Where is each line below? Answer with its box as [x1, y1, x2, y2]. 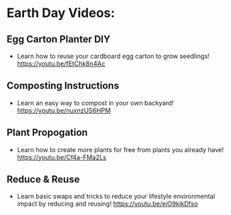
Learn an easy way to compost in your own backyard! [16, 98, 174, 107]
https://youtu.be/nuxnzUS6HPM [16, 106, 111, 115]
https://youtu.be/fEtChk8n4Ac [16, 59, 106, 68]
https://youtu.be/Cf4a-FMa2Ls [16, 153, 107, 161]
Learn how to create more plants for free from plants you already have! [16, 145, 224, 153]
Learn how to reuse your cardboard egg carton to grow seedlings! [16, 52, 210, 60]
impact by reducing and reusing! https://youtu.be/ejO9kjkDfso [16, 199, 198, 208]
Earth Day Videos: [6, 5, 115, 21]
